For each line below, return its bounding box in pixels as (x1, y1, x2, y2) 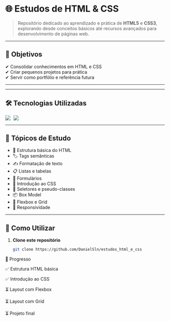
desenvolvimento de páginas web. (17, 31, 90, 37)
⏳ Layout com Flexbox (5, 286, 52, 293)
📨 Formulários (12, 175, 42, 182)
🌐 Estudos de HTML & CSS (5, 3, 119, 15)
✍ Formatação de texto (12, 161, 63, 167)
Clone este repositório (12, 237, 61, 243)
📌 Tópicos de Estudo (5, 134, 71, 142)
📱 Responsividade (12, 204, 51, 210)
